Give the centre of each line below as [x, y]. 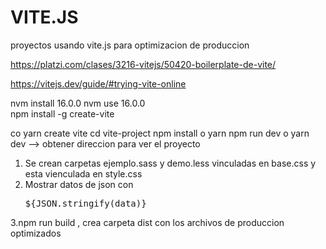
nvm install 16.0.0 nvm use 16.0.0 [78, 103]
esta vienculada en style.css [83, 173]
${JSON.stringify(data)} [85, 203]
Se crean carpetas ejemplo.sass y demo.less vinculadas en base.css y [170, 163]
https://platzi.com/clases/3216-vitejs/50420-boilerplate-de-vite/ [143, 64]
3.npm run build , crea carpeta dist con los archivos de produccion [147, 222]
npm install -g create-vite [62, 113]
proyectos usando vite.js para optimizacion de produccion [130, 45]
